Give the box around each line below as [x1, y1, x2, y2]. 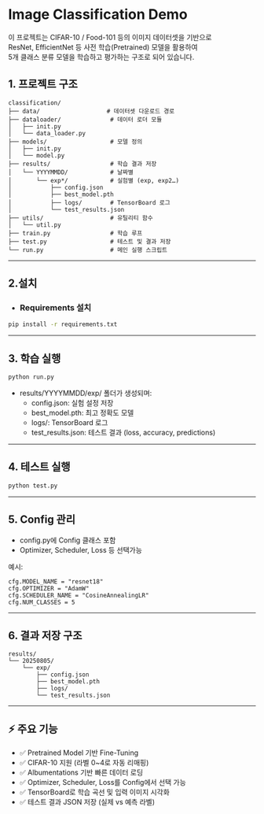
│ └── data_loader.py [8, 129, 86, 137]
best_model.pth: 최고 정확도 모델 [31, 408, 134, 417]
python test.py [8, 482, 58, 490]
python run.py [8, 373, 55, 381]
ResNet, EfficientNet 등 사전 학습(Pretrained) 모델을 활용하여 [8, 42, 198, 52]
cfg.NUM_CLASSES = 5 [8, 598, 76, 606]
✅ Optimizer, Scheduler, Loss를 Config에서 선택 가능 [19, 778, 186, 787]
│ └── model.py [8, 151, 65, 159]
